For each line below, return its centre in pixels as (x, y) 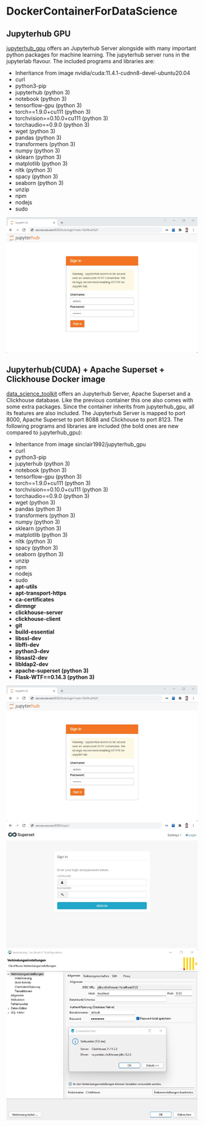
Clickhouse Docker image (56, 379)
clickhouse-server (39, 612)
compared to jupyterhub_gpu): (44, 433)
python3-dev (32, 651)
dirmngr (25, 606)
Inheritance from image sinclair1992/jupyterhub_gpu (80, 444)
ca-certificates (35, 600)
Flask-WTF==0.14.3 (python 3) (55, 677)
